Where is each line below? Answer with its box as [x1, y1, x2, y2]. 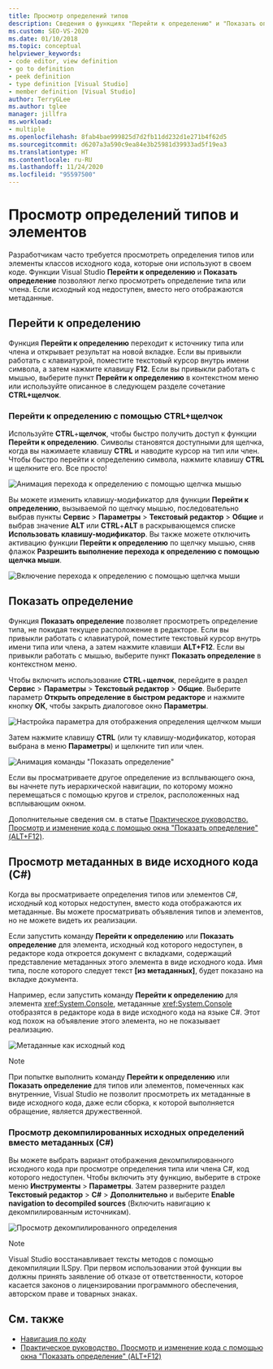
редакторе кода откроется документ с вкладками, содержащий [8, 948, 232, 958]
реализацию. [8, 1024, 54, 1034]
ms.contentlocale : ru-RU [8, 155, 93, 163]
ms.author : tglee [8, 102, 67, 111]
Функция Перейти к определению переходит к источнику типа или [8, 338, 244, 348]
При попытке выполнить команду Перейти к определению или [8, 1071, 230, 1081]
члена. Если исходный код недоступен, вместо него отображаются [8, 284, 244, 293]
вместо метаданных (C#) [8, 1136, 114, 1148]
